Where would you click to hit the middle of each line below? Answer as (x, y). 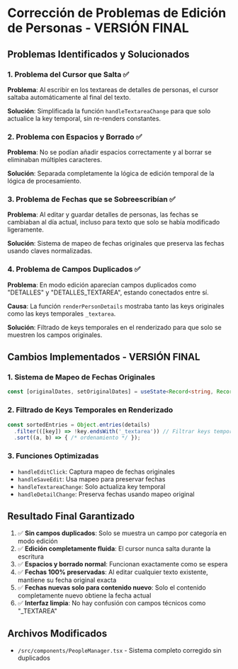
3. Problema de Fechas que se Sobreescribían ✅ (91, 200)
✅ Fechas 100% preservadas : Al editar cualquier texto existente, (113, 572)
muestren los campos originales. (55, 335)
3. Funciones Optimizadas (53, 456)
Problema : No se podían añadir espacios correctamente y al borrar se (109, 152)
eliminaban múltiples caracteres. (55, 160)
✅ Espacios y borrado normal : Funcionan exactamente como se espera (123, 564)
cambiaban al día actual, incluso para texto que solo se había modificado (114, 222)
